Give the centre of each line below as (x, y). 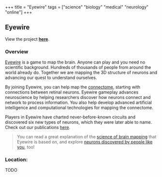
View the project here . (27, 39)
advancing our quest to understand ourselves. (51, 78)
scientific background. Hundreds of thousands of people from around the (78, 67)
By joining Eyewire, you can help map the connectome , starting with (73, 87)
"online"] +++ (19, 12)
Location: (16, 160)
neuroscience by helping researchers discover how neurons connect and (78, 97)
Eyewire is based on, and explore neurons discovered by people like (85, 142)
